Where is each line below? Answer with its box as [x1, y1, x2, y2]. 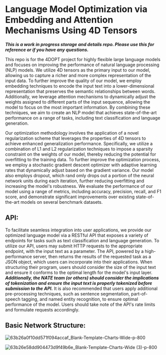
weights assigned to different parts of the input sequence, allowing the [5, 99, 151, 105]
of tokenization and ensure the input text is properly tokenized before [5, 280, 153, 286]
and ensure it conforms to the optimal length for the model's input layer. [5, 269, 153, 275]
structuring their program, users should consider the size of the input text [5, 264, 156, 270]
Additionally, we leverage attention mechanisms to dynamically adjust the [5, 94, 156, 100]
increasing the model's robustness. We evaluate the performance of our [5, 183, 153, 189]
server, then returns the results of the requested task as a [33, 253, 151, 259]
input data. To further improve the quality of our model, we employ [5, 78, 142, 84]
